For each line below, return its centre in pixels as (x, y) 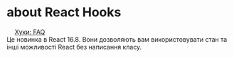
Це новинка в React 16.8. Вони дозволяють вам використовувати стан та (117, 39)
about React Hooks (64, 12)
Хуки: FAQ (30, 32)
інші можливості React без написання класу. (74, 47)
